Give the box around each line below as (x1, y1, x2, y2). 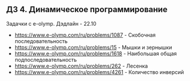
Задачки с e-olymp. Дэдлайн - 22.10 (6, 20, 97, 27)
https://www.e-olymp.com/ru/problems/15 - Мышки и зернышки (14, 44, 172, 51)
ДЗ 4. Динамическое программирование (6, 5, 168, 15)
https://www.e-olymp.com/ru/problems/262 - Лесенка (14, 62, 148, 69)
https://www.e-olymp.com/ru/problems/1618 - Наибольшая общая (14, 50, 177, 57)
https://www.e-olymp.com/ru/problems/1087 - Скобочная (14, 31, 156, 38)
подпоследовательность (14, 56, 77, 63)
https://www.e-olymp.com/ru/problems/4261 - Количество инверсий (14, 68, 184, 75)
